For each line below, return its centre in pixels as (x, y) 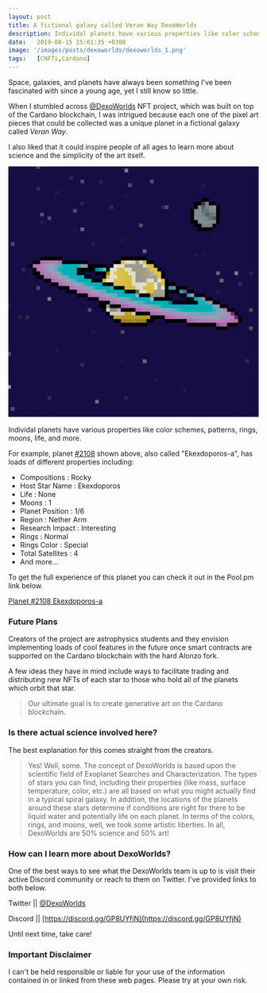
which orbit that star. (42, 689)
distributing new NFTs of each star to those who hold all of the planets (123, 680)
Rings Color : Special (54, 545)
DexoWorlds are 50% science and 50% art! (98, 833)
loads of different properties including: (71, 462)
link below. (26, 586)
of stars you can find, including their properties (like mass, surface (137, 782)
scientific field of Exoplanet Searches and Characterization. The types (142, 774)
